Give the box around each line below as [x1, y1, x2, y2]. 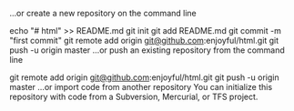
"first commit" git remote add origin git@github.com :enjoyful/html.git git [9, 35, 279, 45]
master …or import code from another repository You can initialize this [9, 82, 273, 92]
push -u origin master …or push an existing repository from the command [9, 45, 285, 55]
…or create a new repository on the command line [9, 8, 198, 18]
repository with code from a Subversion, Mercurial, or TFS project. [9, 91, 259, 102]
